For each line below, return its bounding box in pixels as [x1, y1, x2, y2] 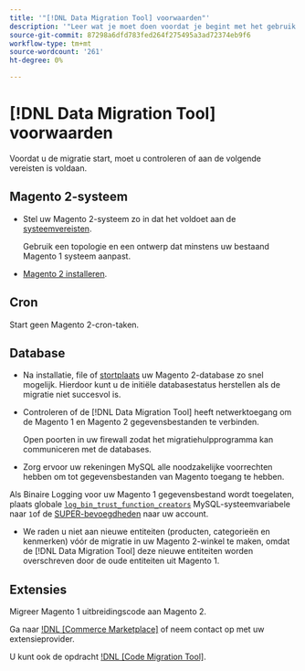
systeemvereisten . [22, 223, 92, 234]
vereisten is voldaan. [9, 162, 88, 174]
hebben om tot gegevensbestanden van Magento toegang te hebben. [22, 472, 285, 483]
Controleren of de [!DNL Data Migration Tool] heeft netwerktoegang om [22, 407, 292, 418]
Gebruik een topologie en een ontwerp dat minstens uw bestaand [22, 240, 269, 251]
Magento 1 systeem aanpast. [22, 250, 131, 261]
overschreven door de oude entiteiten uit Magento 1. [22, 555, 220, 567]
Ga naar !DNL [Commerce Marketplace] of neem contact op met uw [9, 623, 265, 635]
